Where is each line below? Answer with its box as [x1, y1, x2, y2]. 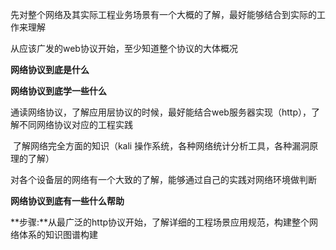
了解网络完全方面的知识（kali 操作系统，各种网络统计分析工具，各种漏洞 [12, 140, 310, 152]
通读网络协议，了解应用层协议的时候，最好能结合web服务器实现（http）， [10, 106, 312, 118]
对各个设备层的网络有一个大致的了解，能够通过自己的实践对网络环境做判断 [10, 174, 317, 185]
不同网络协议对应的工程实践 [18, 119, 133, 130]
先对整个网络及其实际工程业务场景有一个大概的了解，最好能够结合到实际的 [10, 9, 317, 20]
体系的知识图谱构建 [18, 229, 98, 240]
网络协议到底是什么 [10, 64, 90, 75]
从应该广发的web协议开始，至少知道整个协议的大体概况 [10, 43, 238, 54]
